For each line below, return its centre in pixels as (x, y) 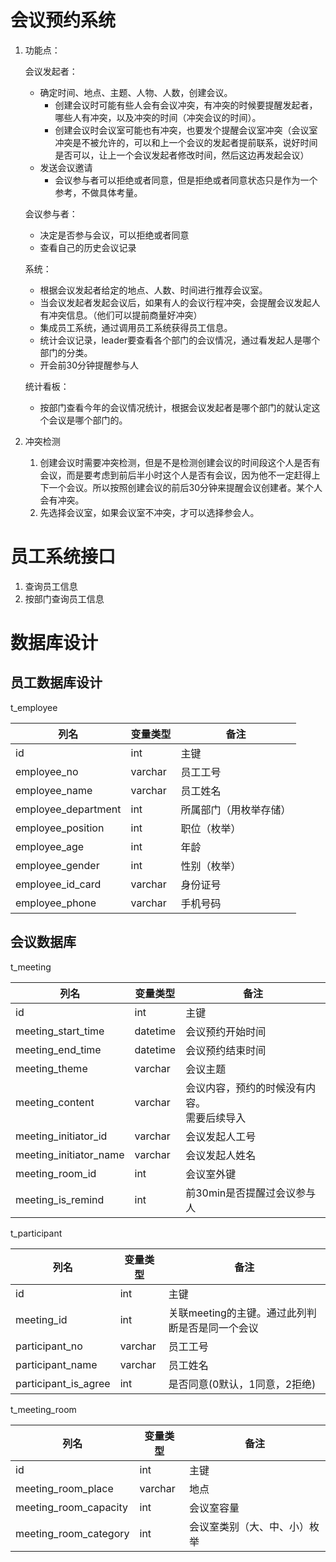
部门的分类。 (66, 352)
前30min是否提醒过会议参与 (251, 1193)
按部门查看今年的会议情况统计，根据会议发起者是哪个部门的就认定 (175, 407)
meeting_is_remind (60, 1199)
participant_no (49, 1346)
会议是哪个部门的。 (88, 420)
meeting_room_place (64, 1488)
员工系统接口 (63, 557)
